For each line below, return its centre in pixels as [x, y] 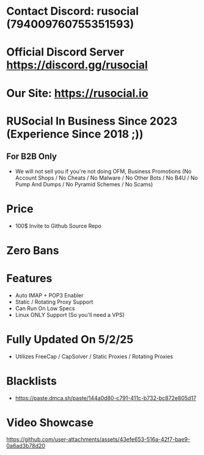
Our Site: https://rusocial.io [77, 93]
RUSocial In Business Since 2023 [92, 121]
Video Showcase [50, 422]
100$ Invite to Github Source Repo [58, 226]
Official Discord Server [65, 52]
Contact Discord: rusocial [73, 11]
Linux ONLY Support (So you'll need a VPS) [70, 315]
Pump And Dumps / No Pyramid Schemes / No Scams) [84, 184]
